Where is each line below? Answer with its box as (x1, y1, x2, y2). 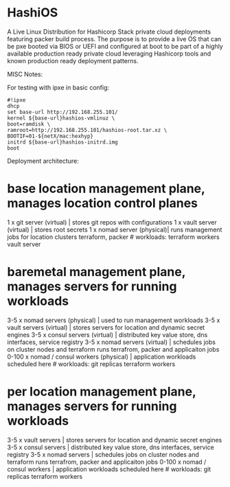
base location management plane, (7, 181, 205, 196)
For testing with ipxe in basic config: (7, 83, 110, 91)
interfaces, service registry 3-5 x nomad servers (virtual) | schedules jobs (7, 338, 216, 346)
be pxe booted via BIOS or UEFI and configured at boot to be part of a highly (7, 42, 223, 50)
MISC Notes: (7, 70, 43, 78)
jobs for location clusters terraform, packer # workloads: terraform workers (7, 232, 220, 241)
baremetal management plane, (7, 264, 186, 280)
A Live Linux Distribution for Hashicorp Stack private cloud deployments (7, 27, 211, 36)
